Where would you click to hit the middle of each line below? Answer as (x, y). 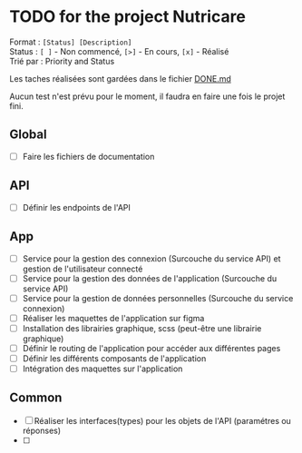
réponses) (42, 430)
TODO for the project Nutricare (128, 17)
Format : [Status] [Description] (71, 42)
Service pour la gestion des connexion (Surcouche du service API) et (151, 258)
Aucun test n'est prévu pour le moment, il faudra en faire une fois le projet (147, 96)
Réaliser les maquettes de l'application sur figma (113, 318)
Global (28, 135)
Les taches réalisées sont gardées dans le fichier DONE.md (120, 78)
